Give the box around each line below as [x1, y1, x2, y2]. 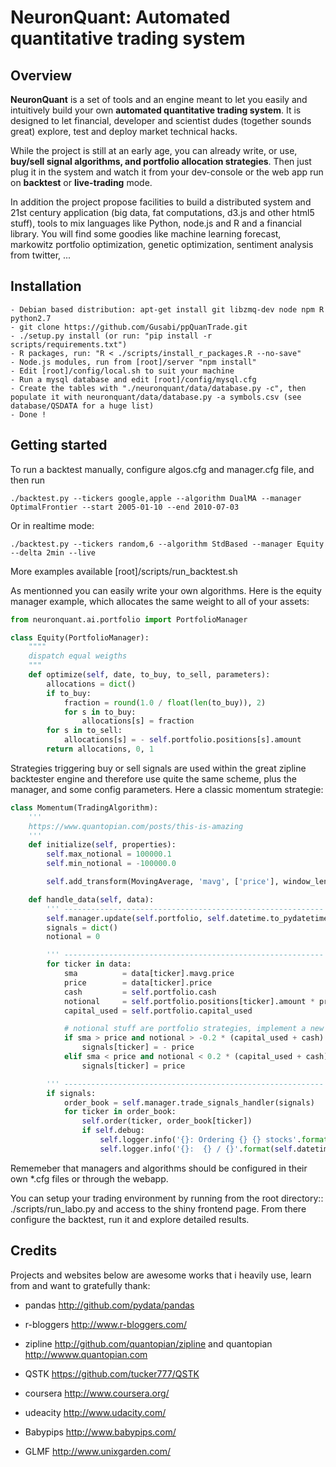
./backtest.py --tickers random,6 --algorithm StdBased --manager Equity [10, 539, 325, 549]
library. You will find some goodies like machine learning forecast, [10, 228, 282, 240]
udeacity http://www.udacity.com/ [24, 1406, 167, 1418]
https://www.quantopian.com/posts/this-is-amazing [28, 821, 244, 831]
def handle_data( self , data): [28, 894, 155, 905]
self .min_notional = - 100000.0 [46, 859, 177, 869]
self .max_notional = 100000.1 [46, 849, 172, 860]
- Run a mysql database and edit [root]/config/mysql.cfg [10, 374, 257, 385]
